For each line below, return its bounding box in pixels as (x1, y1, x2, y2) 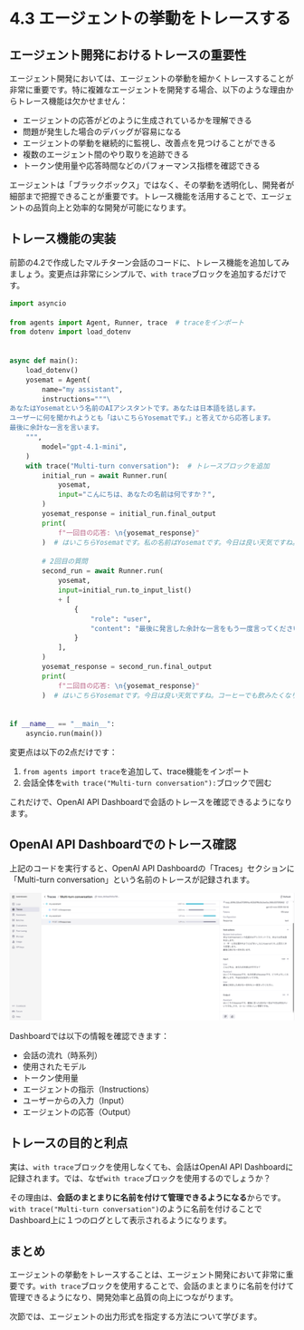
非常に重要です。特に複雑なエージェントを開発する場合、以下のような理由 (9, 84, 287, 95)
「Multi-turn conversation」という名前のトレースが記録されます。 (9, 874, 255, 885)
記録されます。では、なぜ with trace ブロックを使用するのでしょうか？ (9, 1172, 271, 1183)
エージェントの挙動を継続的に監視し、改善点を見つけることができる (22, 138, 277, 148)
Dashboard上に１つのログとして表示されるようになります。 (9, 1214, 233, 1225)
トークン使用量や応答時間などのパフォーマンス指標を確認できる (22, 160, 261, 170)
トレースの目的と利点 (9, 1135, 128, 1151)
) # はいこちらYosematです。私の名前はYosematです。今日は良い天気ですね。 (42, 538, 299, 547)
